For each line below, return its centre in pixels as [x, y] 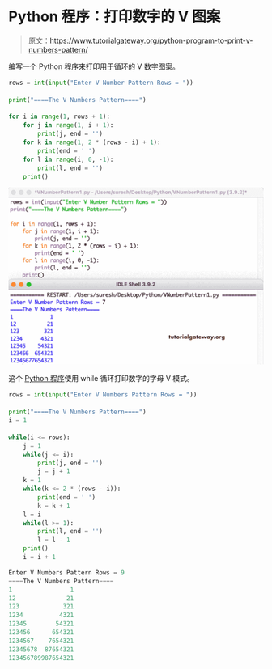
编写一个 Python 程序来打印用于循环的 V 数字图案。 [94, 66]
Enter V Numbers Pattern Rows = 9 [67, 572]
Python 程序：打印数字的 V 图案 [115, 17]
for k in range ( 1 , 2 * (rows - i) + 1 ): [92, 142]
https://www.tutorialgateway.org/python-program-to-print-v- [151, 40]
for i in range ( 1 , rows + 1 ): [59, 117]
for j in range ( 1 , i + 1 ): [68, 125]
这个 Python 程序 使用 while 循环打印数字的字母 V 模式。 [101, 379]
